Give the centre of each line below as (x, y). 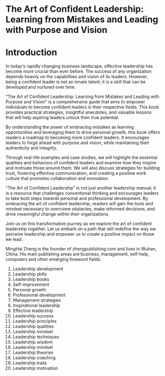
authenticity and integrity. (31, 148)
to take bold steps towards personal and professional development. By (77, 198)
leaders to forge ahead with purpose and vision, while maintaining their (77, 143)
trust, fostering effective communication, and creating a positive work (76, 173)
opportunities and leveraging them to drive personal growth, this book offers (83, 132)
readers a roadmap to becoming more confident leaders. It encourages (77, 138)
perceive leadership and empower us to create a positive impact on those (80, 234)
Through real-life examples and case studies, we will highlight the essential (82, 157)
